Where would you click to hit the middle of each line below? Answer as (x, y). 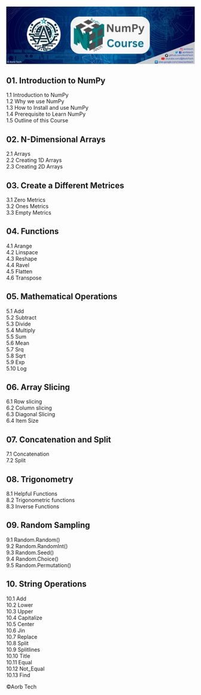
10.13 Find (18, 675)
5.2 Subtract (22, 317)
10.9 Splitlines (23, 649)
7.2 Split (16, 461)
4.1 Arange (19, 246)
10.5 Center (20, 624)
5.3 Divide (19, 324)
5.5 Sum (16, 336)
